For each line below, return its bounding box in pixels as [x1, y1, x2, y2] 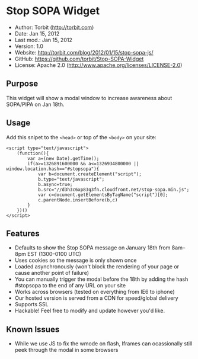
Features [6, 228, 40, 238]
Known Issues [6, 324, 60, 334]
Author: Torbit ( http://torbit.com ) [14, 24, 94, 31]
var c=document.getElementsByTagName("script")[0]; [37, 191, 168, 198]
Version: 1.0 [14, 43, 43, 50]
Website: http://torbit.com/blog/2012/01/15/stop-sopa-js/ [14, 49, 154, 56]
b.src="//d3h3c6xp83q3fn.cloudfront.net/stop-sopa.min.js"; [37, 187, 190, 193]
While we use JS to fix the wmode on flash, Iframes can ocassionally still [14, 340, 193, 347]
